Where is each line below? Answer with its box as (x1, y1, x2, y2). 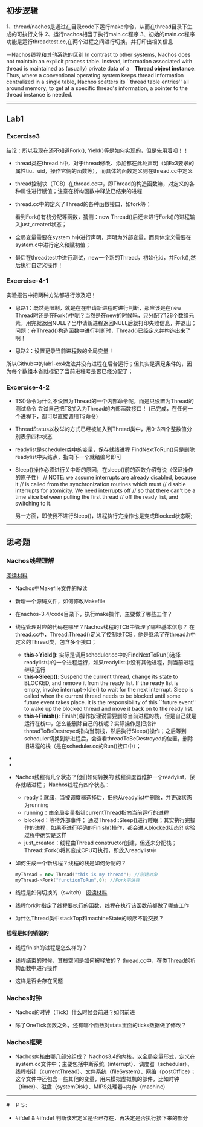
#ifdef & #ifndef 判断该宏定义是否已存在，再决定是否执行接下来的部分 (14, 1114, 188, 1122)
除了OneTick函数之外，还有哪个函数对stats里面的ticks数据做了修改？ (14, 1021, 187, 1029)
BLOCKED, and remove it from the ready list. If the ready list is (24, 679, 179, 687)
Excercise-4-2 (6, 383, 50, 391)
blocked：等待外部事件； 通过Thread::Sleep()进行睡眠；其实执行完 (24, 816, 190, 823)
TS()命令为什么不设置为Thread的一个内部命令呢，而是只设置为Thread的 (14, 397, 195, 405)
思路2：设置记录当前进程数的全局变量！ (14, 347, 114, 355)
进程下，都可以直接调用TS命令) (20, 413, 98, 420)
